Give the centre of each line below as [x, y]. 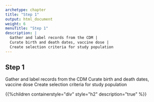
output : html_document [29, 19]
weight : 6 [16, 24]
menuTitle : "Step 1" [27, 28]
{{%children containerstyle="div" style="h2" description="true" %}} [76, 94]
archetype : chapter [26, 10]
